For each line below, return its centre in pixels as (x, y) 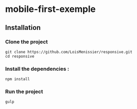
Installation (23, 28)
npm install (17, 79)
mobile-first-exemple (51, 9)
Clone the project (27, 42)
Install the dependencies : (37, 69)
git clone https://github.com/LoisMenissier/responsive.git (69, 52)
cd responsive (20, 56)
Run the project (24, 92)
